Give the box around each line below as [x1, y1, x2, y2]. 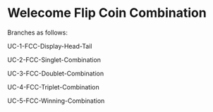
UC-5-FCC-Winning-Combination [7, 97, 105, 105]
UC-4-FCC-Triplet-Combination [7, 82, 100, 91]
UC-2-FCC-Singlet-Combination [7, 55, 101, 64]
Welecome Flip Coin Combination [7, 5, 207, 21]
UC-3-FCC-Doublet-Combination [7, 69, 104, 77]
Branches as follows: [7, 28, 68, 37]
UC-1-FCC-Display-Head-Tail [7, 42, 92, 50]
